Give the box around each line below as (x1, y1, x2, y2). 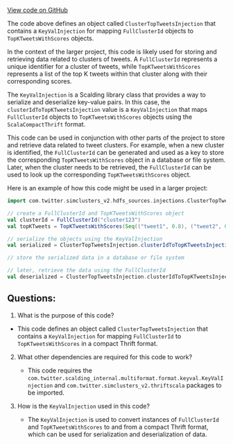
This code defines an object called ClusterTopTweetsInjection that (17, 324, 208, 333)
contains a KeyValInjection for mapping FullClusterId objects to (7, 27, 194, 35)
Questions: (7, 293, 56, 304)
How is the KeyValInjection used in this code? (17, 402, 150, 410)
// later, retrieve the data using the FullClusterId (7, 267, 166, 274)
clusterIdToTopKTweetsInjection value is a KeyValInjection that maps (7, 106, 208, 113)
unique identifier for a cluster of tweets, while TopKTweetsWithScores (7, 63, 201, 70)
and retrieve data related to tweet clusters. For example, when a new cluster (7, 141, 225, 149)
